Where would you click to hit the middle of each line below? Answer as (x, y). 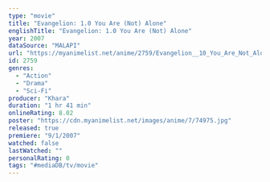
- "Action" (34, 76)
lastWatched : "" (35, 151)
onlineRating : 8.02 (41, 114)
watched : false (34, 143)
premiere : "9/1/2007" (45, 135)
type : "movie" (32, 16)
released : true (34, 128)
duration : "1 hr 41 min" (50, 105)
